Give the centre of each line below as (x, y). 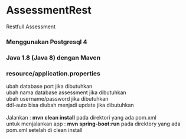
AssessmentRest (49, 10)
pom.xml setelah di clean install (44, 130)
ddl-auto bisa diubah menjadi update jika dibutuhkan (70, 105)
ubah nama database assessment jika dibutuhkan (66, 92)
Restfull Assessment (31, 27)
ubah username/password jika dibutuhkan (57, 99)
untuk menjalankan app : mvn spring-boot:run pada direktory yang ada (94, 124)
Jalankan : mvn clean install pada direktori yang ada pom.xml (81, 118)
